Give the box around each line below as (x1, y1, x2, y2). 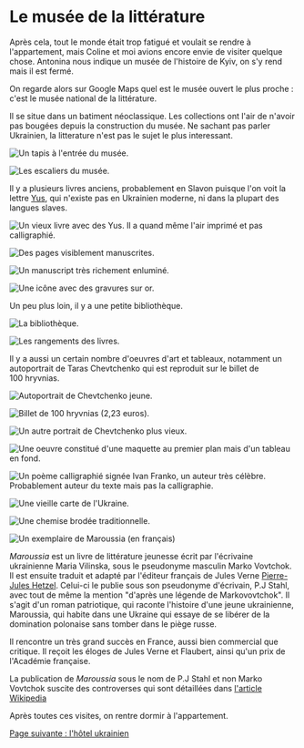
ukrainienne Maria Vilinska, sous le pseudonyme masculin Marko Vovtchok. (9, 560, 293, 571)
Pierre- (261, 569, 289, 580)
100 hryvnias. (9, 372, 60, 384)
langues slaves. (9, 202, 68, 213)
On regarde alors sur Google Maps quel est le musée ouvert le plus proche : (9, 83, 294, 94)
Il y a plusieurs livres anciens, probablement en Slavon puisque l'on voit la (9, 182, 287, 193)
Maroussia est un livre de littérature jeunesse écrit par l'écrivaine (9, 550, 254, 561)
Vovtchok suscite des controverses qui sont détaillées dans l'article (9, 682, 262, 693)
